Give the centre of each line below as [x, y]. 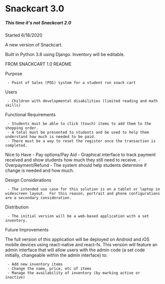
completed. [16, 145]
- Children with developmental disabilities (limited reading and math [82, 101]
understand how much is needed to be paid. [51, 137]
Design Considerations [28, 180]
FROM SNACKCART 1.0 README [38, 64]
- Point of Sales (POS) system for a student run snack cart [71, 83]
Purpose [14, 74]
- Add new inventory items [35, 264]
